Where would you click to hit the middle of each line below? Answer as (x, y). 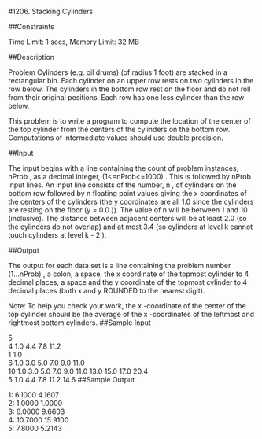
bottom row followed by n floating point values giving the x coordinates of (128, 193)
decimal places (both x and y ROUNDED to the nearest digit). (107, 291)
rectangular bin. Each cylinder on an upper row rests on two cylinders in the (131, 81)
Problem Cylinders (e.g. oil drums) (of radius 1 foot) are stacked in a (118, 72)
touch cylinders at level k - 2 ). (57, 235)
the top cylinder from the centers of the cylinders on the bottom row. (119, 129)
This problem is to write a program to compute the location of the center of (129, 121)
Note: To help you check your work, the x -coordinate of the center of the (127, 306)
